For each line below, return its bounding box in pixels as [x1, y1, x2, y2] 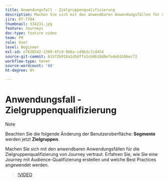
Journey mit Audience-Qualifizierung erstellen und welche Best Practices [5, 156, 156, 162]
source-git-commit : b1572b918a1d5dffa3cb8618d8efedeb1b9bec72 [5, 54, 137, 59]
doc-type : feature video [5, 31, 57, 36]
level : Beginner [5, 45, 39, 50]
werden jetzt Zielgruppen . [5, 136, 59, 142]
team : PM [5, 36, 23, 41]
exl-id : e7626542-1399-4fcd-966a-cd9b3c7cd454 [5, 49, 104, 54]
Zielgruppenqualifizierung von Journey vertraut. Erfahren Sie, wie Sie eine [5, 151, 158, 157]
